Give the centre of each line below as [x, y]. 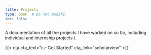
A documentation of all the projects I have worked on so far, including [76, 33]
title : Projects [22, 10]
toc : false [16, 19]
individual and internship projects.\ [40, 38]
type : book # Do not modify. [36, 14]
